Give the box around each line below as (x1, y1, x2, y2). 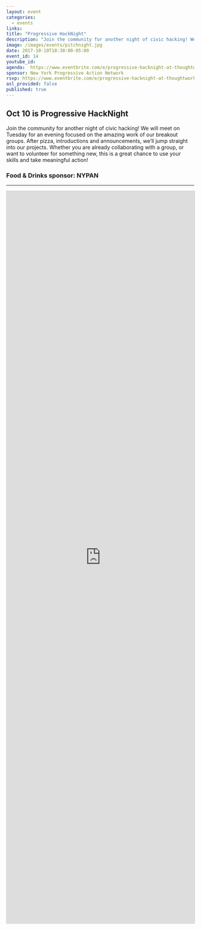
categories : (6, 14, 36, 20)
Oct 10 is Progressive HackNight (6, 109, 129, 119)
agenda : (6, 64, 26, 71)
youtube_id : (6, 59, 36, 65)
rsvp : (6, 75, 20, 81)
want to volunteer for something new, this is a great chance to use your (6, 150, 181, 157)
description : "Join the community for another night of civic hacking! (6, 36, 188, 42)
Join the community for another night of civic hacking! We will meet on (6, 124, 180, 131)
